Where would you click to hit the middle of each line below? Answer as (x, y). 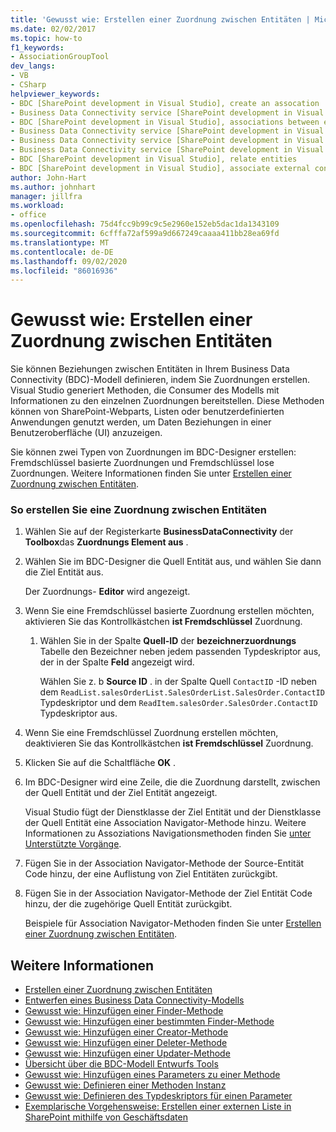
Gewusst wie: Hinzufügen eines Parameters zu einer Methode (152, 1075)
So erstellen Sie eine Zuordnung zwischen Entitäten (138, 510)
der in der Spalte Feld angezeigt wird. (117, 662)
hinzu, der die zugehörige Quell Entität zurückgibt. (128, 904)
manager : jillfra (46, 196)
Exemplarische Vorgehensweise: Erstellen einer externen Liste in (158, 1107)
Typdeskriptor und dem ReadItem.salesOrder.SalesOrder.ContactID (178, 703)
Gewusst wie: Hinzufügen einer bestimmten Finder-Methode (149, 1022)
